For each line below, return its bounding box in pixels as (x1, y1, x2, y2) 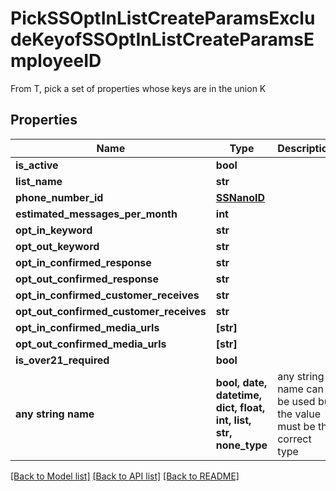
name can (277, 382, 324, 396)
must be (277, 419, 316, 433)
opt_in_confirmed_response (15, 255, 152, 269)
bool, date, (215, 375, 268, 389)
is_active (15, 158, 59, 172)
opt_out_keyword (15, 239, 100, 253)
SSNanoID (215, 190, 266, 204)
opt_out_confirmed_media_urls (15, 337, 167, 351)
